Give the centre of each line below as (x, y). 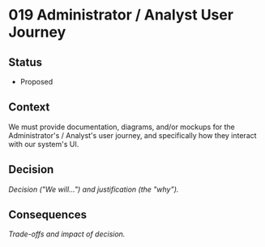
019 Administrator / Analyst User (121, 15)
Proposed (36, 82)
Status (26, 62)
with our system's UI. (44, 144)
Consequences (48, 215)
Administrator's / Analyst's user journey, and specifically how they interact (132, 135)
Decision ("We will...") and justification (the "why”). (94, 189)
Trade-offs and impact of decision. (67, 234)
